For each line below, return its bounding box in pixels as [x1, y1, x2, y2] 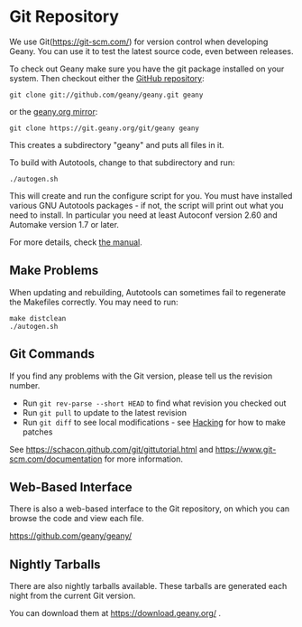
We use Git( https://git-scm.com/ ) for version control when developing [9, 36, 269, 47]
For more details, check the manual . [9, 237, 142, 248]
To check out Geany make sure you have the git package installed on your [9, 63, 285, 74]
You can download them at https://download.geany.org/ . [9, 608, 222, 619]
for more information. [104, 454, 183, 464]
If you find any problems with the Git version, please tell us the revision [9, 370, 273, 381]
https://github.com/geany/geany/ [9, 530, 133, 541]
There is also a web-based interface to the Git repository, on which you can [9, 503, 290, 514]
